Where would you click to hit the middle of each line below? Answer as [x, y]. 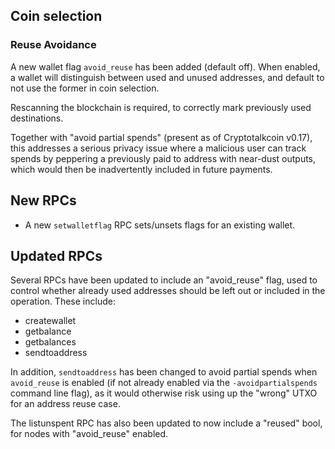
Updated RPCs [56, 255]
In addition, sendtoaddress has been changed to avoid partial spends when [164, 372]
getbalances [50, 342]
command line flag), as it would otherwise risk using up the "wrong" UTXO [164, 393]
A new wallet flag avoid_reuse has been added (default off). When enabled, [165, 66]
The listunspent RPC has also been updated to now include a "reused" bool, [166, 423]
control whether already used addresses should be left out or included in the [168, 291]
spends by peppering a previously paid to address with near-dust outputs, [163, 158]
